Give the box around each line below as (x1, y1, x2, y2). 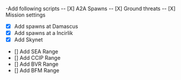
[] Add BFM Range (14, 67, 60, 74)
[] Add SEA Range (14, 48, 59, 55)
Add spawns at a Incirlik (14, 30, 74, 37)
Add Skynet (14, 36, 43, 43)
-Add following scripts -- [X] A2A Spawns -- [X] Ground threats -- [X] (5, 5, 176, 12)
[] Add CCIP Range (14, 55, 61, 62)
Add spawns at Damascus (14, 23, 78, 30)
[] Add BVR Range (14, 60, 59, 68)
